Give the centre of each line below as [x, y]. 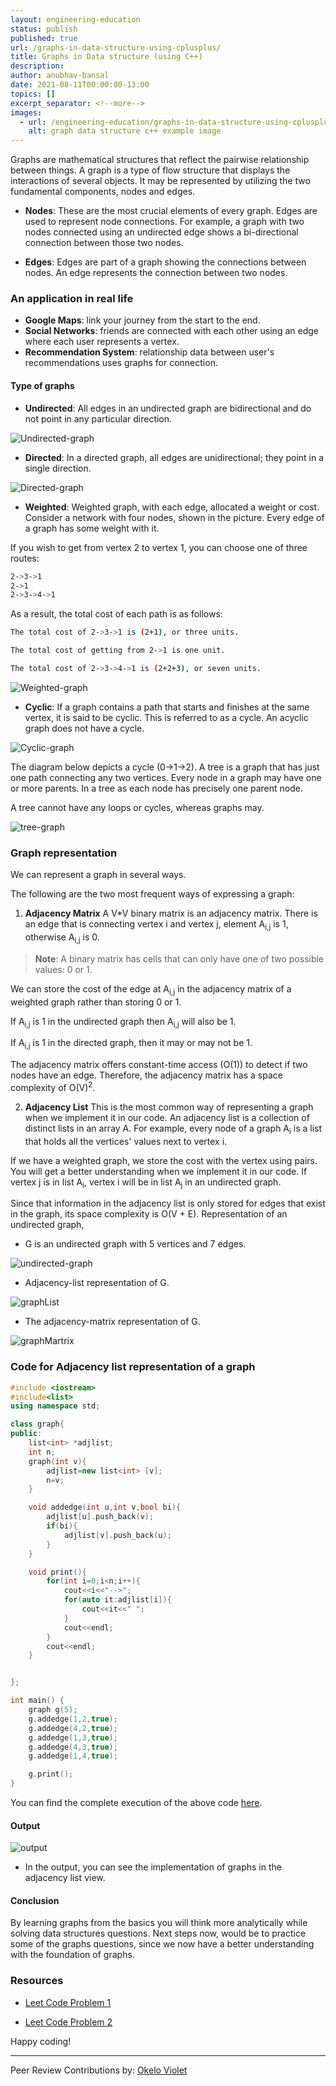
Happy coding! [41, 2041]
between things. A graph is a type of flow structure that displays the [150, 170]
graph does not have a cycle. [84, 728]
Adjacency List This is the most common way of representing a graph [169, 1107]
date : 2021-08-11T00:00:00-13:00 [80, 85]
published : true [44, 38]
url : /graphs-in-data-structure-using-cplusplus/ [116, 47]
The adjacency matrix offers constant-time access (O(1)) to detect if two [159, 1065]
